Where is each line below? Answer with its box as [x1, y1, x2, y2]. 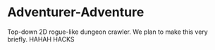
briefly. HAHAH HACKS [7, 35, 75, 43]
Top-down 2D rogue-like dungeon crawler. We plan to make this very [7, 27, 208, 36]
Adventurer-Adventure [7, 4, 145, 20]
